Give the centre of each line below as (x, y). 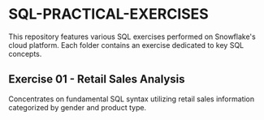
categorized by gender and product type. (78, 107)
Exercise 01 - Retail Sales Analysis (97, 79)
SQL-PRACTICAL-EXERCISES (108, 14)
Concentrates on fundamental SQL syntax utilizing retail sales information (132, 99)
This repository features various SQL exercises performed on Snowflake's (132, 36)
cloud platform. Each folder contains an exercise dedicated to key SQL (126, 45)
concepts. (25, 54)
